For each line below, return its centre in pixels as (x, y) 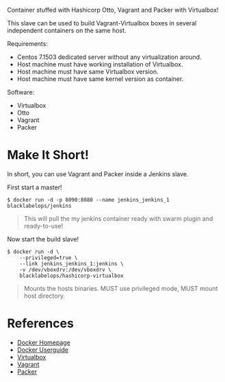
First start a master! (35, 187)
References (40, 323)
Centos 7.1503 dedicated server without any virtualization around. (109, 57)
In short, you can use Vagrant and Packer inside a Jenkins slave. (98, 174)
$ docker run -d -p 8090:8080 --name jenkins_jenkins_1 (88, 200)
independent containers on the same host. (67, 31)
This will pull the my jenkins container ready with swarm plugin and (118, 218)
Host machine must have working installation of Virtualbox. (100, 64)
